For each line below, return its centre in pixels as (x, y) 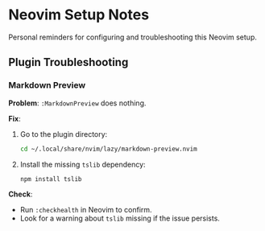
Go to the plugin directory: (64, 134)
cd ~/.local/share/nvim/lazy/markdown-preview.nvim (108, 149)
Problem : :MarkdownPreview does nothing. (77, 103)
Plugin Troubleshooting (68, 62)
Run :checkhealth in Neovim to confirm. (86, 210)
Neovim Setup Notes (79, 15)
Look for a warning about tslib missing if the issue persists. (120, 218)
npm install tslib (51, 179)
